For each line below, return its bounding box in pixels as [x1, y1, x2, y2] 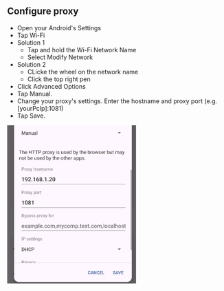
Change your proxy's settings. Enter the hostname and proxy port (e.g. [16, 96, 218, 105]
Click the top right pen [27, 75, 91, 83]
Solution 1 [16, 38, 45, 47]
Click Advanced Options [16, 82, 86, 90]
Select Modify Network [27, 53, 93, 61]
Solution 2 [16, 60, 46, 68]
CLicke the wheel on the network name [27, 67, 139, 76]
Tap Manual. [16, 89, 53, 98]
